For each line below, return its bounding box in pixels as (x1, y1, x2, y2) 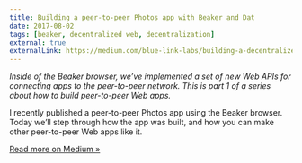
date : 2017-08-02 (9, 21, 75, 30)
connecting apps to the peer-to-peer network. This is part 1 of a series (9, 81, 271, 91)
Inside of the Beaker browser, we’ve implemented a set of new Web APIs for (9, 71, 291, 81)
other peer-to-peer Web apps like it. (9, 126, 143, 137)
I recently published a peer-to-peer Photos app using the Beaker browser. (9, 107, 283, 118)
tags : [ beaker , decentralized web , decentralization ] (9, 30, 216, 39)
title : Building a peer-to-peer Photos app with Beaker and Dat (9, 13, 255, 22)
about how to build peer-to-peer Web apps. (9, 90, 172, 101)
